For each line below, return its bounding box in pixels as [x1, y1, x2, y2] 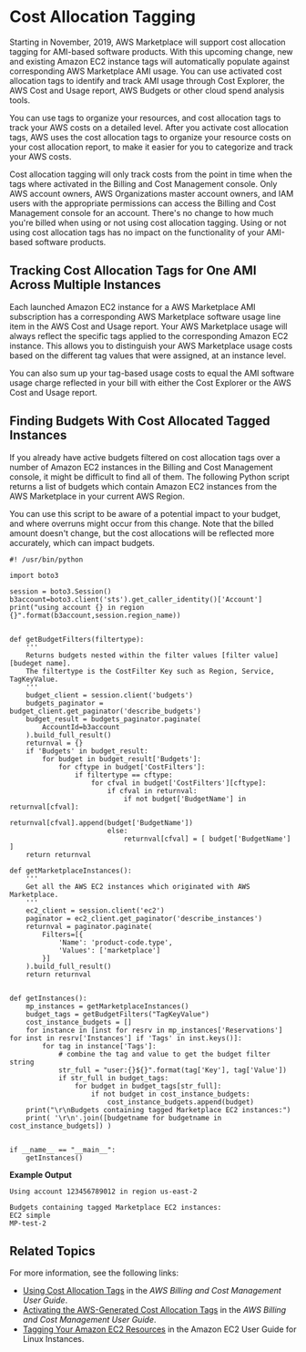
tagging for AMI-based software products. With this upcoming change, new [9, 46, 293, 57]
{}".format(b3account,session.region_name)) [9, 611, 181, 620]
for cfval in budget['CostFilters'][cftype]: [90, 778, 267, 788]
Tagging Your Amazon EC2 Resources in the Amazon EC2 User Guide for [22, 1324, 297, 1335]
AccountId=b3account [42, 722, 120, 731]
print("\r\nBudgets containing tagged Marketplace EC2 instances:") [25, 1105, 291, 1114]
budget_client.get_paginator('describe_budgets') [9, 707, 202, 716]
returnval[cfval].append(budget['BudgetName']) [9, 818, 194, 827]
